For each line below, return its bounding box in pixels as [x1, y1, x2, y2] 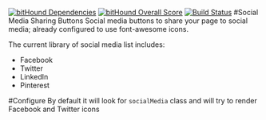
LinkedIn [19, 72, 49, 81]
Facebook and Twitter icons [8, 104, 100, 114]
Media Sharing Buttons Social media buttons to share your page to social [8, 16, 248, 25]
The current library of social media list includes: [8, 40, 165, 49]
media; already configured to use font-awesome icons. [8, 25, 189, 33]
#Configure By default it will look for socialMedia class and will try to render [8, 96, 257, 105]
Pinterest [19, 80, 50, 90]
